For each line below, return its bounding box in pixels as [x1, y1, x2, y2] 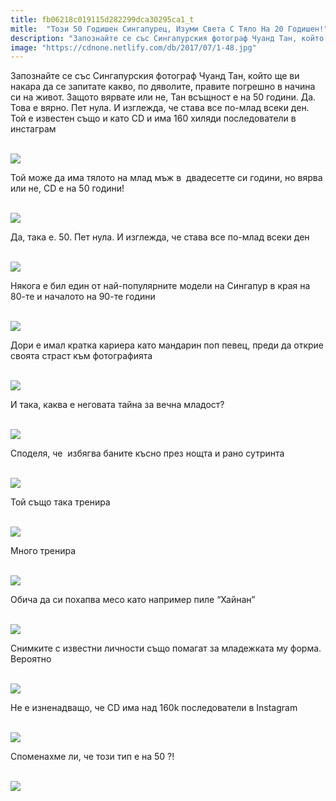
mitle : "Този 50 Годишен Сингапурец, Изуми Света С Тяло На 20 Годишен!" [10, 24, 329, 34]
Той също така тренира [10, 496, 111, 508]
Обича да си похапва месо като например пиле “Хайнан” [10, 594, 256, 606]
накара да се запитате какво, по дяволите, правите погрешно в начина [10, 81, 316, 93]
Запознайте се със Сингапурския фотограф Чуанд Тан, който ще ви [10, 70, 300, 82]
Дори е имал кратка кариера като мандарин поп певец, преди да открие [10, 339, 325, 351]
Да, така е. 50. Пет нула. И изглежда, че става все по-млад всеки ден [10, 231, 310, 243]
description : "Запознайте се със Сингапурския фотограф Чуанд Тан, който [10, 33, 325, 43]
